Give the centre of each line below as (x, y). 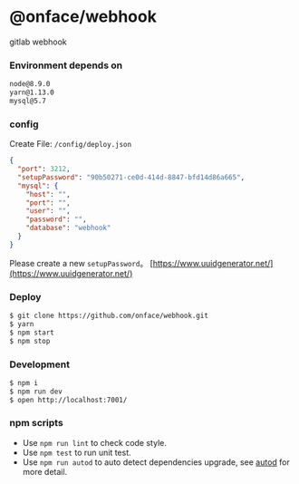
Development (40, 364)
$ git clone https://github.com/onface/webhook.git (109, 316)
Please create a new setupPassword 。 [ (82, 263)
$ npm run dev (36, 392)
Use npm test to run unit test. (77, 452)
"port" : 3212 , (44, 169)
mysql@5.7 (28, 101)
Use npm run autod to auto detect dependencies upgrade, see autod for (156, 462)
